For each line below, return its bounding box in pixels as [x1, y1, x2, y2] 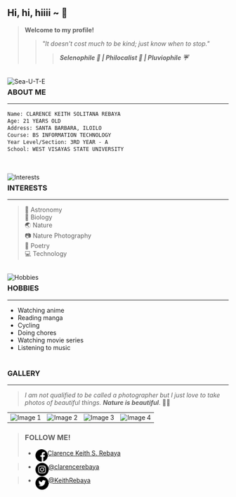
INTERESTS [7, 183, 48, 193]
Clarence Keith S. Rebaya [47, 448, 121, 457]
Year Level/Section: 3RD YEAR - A [7, 138, 109, 146]
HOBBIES [7, 283, 39, 293]
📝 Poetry [24, 242, 51, 250]
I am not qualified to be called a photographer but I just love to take [24, 391, 221, 399]
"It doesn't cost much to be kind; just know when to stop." [41, 39, 210, 48]
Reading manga [17, 314, 63, 322]
